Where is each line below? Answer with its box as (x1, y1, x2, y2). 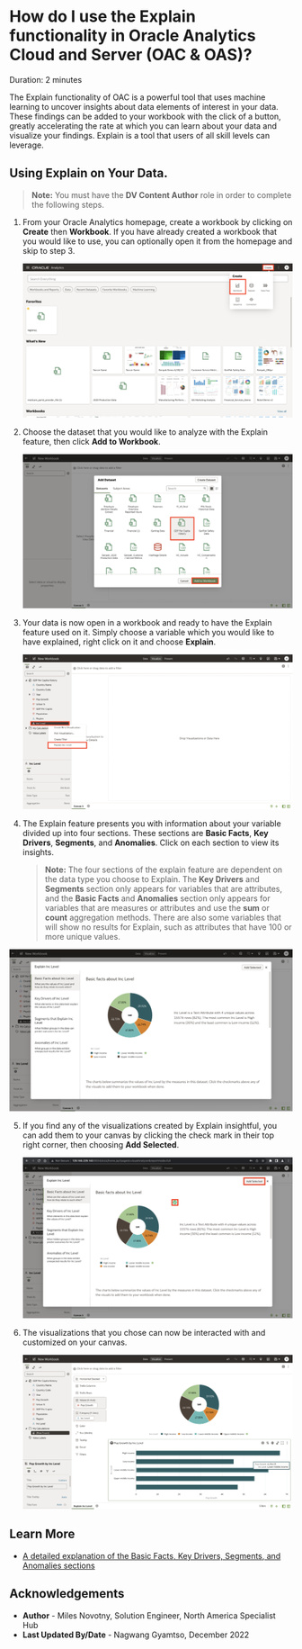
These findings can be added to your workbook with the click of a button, (9, 111, 281, 122)
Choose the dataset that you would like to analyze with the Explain (22, 427, 268, 437)
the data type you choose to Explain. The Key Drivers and (44, 873, 260, 884)
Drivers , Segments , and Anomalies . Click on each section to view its (22, 837, 280, 848)
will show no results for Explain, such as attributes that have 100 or (44, 921, 292, 933)
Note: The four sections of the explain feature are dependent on (44, 864, 283, 875)
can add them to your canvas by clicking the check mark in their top (22, 1130, 275, 1140)
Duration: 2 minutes (9, 74, 83, 85)
